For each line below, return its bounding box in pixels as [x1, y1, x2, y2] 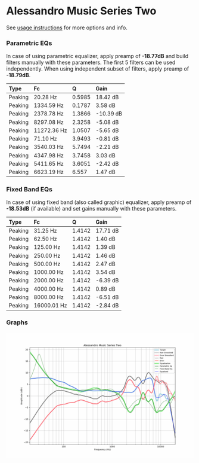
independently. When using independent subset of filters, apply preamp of [6, 65, 189, 72]
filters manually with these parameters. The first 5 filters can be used [6, 59, 176, 66]
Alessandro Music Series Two [6, 4, 157, 18]
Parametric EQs [6, 39, 52, 47]
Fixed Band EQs [6, 185, 52, 193]
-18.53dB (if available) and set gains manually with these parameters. [6, 205, 177, 212]
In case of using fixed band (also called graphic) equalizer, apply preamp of [6, 199, 192, 206]
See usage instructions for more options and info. [6, 24, 128, 31]
